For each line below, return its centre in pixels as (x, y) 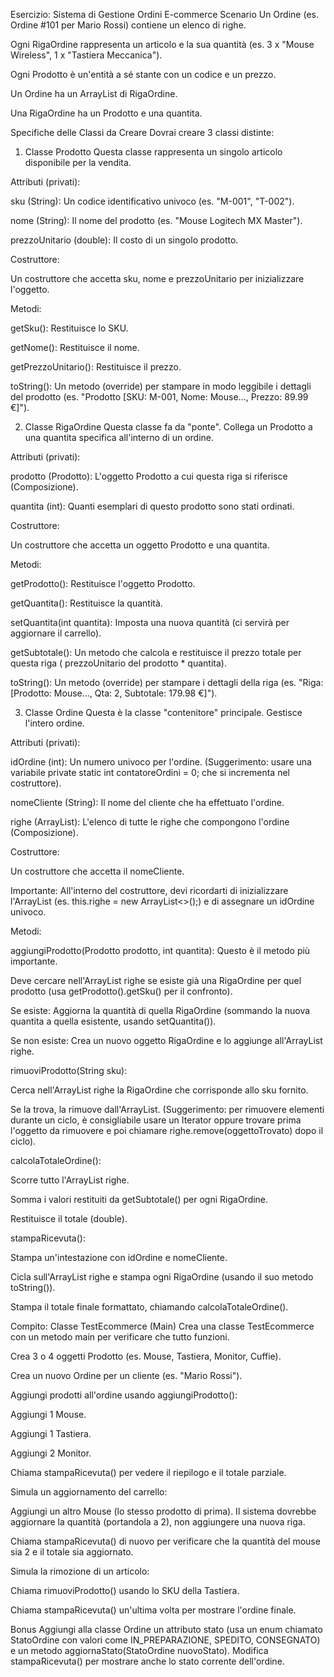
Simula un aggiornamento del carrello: (89, 1492)
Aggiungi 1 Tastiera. (51, 1433)
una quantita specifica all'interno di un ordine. (119, 437)
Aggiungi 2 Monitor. (51, 1453)
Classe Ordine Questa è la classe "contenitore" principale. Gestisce (163, 712)
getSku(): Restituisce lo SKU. (69, 328)
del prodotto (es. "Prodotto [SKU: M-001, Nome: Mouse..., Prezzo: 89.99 (159, 397)
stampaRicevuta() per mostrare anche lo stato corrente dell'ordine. (147, 1661)
